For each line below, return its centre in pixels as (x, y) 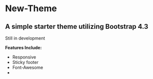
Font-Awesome (28, 67)
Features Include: (23, 48)
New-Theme (31, 9)
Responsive (24, 57)
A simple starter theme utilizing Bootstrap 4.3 (77, 27)
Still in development (25, 38)
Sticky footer (25, 62)
